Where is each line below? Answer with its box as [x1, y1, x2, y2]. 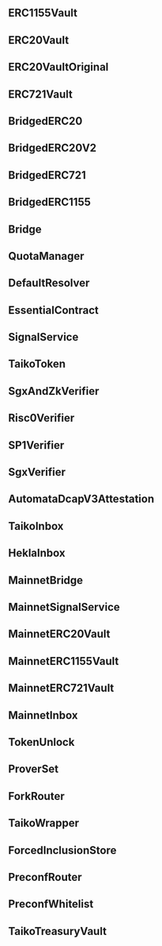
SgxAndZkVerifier [8, 384, 100, 398]
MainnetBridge [8, 573, 84, 587]
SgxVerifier [8, 465, 66, 479]
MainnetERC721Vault [8, 682, 115, 695]
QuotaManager [8, 249, 85, 263]
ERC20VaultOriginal [8, 60, 109, 74]
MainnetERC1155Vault [8, 654, 119, 668]
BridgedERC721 [8, 168, 87, 182]
